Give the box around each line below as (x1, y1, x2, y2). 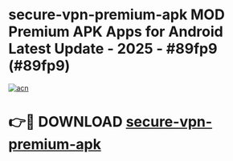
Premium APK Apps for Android (8, 22, 223, 41)
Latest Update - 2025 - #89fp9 (8, 40, 218, 58)
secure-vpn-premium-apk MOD (8, 6, 225, 24)
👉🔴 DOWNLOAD (8, 113, 123, 131)
